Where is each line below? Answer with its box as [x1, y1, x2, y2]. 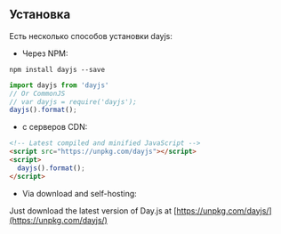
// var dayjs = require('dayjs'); [9, 97, 138, 106]
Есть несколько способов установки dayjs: [9, 30, 173, 41]
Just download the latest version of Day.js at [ [9, 205, 177, 216]
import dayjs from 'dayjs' [9, 80, 109, 90]
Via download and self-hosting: [21, 188, 138, 198]
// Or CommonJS [9, 89, 66, 98]
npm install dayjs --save [9, 65, 105, 74]
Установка [9, 7, 71, 22]
